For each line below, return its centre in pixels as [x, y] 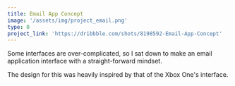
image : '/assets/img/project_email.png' [68, 20]
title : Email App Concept [45, 14]
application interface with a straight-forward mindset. [85, 61]
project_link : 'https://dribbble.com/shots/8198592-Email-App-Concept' [115, 33]
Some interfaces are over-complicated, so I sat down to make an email [110, 54]
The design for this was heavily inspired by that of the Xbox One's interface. [118, 75]
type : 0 [19, 27]
